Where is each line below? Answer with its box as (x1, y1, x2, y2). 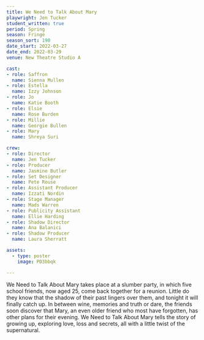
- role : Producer (6, 162, 51, 168)
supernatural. (6, 326, 40, 334)
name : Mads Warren (12, 202, 59, 208)
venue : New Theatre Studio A (6, 55, 81, 61)
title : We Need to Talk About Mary (6, 9, 97, 15)
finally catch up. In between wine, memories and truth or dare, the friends (6, 300, 192, 308)
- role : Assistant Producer (6, 185, 78, 191)
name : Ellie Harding (12, 213, 64, 219)
